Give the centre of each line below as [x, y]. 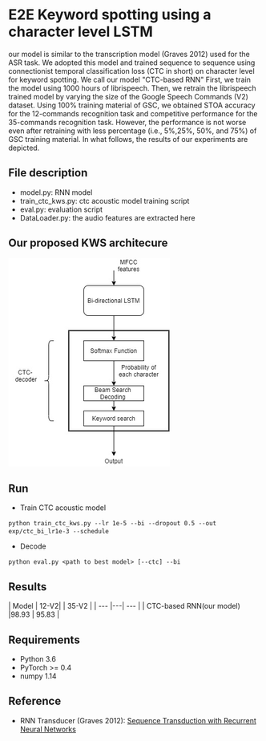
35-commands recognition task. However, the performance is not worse [127, 122]
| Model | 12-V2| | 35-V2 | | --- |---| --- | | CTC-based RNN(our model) [124, 606]
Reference [35, 701]
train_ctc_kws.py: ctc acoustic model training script [105, 200]
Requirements [44, 640]
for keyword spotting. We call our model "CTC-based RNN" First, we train [129, 79]
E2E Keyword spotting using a [110, 15]
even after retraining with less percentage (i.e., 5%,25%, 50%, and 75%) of [133, 131]
